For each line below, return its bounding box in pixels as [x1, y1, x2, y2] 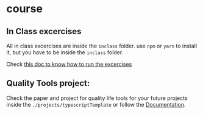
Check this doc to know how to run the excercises [6, 60, 132, 68]
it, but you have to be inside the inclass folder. [6, 49, 124, 56]
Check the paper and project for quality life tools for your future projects [6, 94, 188, 102]
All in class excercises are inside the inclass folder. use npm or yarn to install [6, 42, 197, 49]
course [6, 2, 43, 16]
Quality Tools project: [6, 78, 90, 88]
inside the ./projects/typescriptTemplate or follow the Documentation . [6, 101, 186, 108]
